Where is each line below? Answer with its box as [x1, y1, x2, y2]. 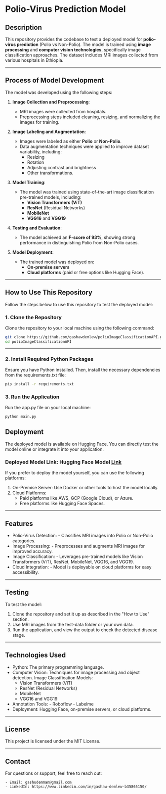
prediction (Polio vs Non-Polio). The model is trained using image [16, 42, 151, 47]
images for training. [19, 119, 60, 125]
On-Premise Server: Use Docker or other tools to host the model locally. [12, 485, 159, 491]
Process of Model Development [5, 76, 104, 85]
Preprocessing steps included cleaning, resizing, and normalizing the [19, 114, 161, 120]
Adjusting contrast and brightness [27, 164, 96, 170]
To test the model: [5, 601, 42, 607]
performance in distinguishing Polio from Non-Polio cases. [19, 239, 139, 245]
